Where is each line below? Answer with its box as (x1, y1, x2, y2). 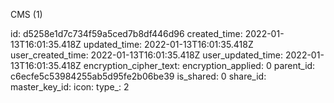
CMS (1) (10, 9, 43, 20)
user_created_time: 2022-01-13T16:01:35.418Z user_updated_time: (10, 49, 284, 61)
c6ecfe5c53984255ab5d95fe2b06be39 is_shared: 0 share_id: (10, 70, 267, 82)
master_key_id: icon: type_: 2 (10, 81, 130, 93)
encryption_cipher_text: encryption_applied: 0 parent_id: (83, 60, 316, 71)
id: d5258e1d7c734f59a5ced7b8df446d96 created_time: (10, 28, 243, 39)
